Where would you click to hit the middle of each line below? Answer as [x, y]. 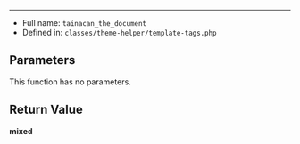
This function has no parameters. [70, 82]
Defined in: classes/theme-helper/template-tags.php [119, 32]
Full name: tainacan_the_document [84, 23]
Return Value [46, 110]
